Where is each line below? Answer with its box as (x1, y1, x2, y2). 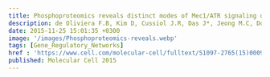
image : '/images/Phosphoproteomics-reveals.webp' (8, 34, 178, 43)
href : (8, 49, 31, 57)
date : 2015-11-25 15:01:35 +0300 (8, 26, 121, 34)
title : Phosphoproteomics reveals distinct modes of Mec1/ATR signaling (8, 11, 257, 20)
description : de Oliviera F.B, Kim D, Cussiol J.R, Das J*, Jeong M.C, (8, 19, 253, 27)
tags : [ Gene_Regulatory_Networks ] (8, 42, 125, 50)
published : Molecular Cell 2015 (8, 57, 117, 65)
